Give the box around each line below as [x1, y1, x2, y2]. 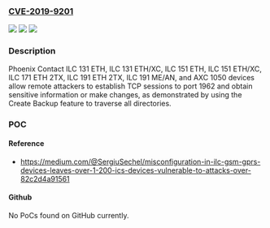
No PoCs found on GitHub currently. [8, 210, 129, 220]
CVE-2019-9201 [8, 6, 74, 17]
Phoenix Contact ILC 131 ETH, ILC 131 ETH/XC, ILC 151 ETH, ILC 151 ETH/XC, [8, 63, 262, 74]
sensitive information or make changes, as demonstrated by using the [8, 89, 242, 99]
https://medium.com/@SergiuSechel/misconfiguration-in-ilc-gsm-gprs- [20, 157, 261, 166]
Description [8, 45, 56, 57]
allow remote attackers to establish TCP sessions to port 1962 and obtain [8, 81, 253, 91]
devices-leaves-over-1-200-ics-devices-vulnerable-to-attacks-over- [20, 165, 252, 175]
